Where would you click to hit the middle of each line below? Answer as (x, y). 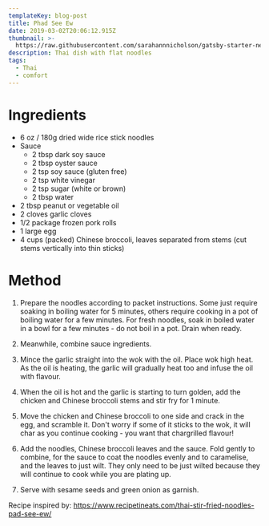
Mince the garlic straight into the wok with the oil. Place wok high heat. (137, 359)
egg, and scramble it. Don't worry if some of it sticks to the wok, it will (135, 424)
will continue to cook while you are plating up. (96, 474)
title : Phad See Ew (41, 23)
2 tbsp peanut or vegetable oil (69, 205)
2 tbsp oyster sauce (65, 163)
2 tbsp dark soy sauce (68, 154)
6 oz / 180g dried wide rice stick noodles (87, 137)
